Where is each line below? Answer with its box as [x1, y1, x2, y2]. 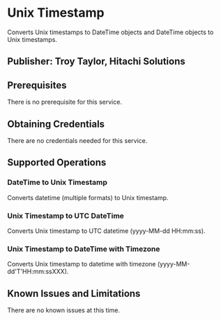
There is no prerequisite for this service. [7, 98, 122, 106]
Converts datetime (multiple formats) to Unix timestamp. [7, 193, 169, 201]
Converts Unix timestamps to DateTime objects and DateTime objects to [7, 28, 214, 36]
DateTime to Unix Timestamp [7, 178, 108, 188]
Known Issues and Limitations [7, 287, 141, 299]
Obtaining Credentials [7, 118, 105, 130]
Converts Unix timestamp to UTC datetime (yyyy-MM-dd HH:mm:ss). [7, 227, 206, 235]
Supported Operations [7, 157, 107, 169]
